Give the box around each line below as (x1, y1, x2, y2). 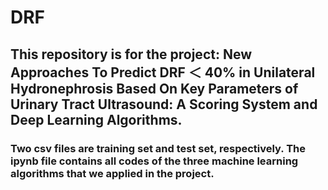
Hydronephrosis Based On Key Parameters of (10, 80, 299, 97)
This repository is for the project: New (10, 46, 252, 63)
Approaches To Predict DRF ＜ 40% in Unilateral (10, 64, 316, 81)
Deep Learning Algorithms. (10, 111, 183, 128)
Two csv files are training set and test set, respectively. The (10, 141, 307, 155)
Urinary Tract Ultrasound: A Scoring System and (10, 96, 318, 113)
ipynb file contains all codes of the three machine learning (10, 154, 299, 168)
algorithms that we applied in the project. (10, 166, 215, 180)
